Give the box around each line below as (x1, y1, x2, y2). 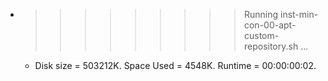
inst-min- (279, 9, 319, 20)
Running (243, 9, 279, 20)
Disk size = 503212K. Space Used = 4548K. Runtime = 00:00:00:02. (34, 60, 317, 71)
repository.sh (243, 40, 299, 52)
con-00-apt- (243, 19, 297, 31)
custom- (243, 30, 280, 41)
